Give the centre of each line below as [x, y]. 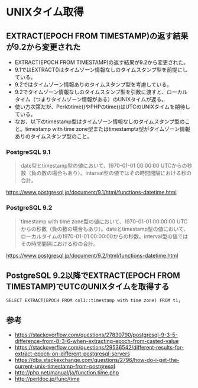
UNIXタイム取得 [45, 12]
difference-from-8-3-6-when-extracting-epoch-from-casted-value [97, 341]
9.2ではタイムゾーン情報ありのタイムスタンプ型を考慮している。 [93, 84]
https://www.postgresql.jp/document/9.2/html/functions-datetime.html [92, 255]
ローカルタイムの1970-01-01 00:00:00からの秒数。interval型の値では [104, 236]
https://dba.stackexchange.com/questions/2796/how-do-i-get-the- [97, 360]
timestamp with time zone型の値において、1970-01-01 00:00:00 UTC [104, 221]
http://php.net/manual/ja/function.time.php [67, 373]
